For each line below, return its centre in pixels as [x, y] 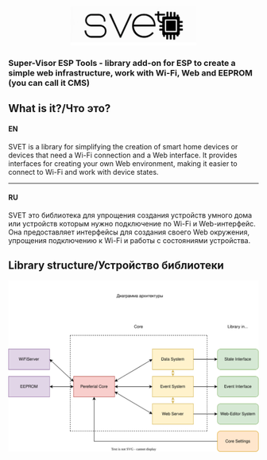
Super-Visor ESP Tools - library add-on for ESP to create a [122, 63]
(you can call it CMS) [49, 83]
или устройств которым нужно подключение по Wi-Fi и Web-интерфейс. [132, 223]
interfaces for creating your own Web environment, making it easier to [123, 163]
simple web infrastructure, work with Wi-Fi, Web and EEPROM [130, 72]
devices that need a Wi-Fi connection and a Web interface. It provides [123, 155]
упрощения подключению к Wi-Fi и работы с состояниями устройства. [130, 240]
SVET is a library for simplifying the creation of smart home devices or [123, 146]
